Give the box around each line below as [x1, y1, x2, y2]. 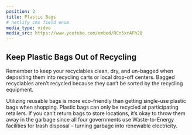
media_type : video [6, 25, 51, 31]
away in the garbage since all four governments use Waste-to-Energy [6, 116, 174, 123]
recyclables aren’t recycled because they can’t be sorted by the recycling [6, 79, 183, 86]
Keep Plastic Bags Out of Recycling [6, 52, 137, 62]
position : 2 [6, 8, 35, 15]
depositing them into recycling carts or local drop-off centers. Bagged [6, 74, 175, 81]
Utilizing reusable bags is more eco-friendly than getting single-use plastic [6, 97, 186, 104]
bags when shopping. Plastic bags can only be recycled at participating [6, 103, 179, 110]
